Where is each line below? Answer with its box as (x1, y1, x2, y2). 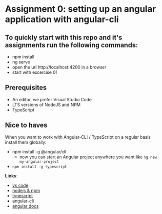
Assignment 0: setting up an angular (5, 3, 156, 15)
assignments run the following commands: (5, 41, 138, 49)
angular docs (12, 203, 39, 209)
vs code (12, 182, 29, 188)
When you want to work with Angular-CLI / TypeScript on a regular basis (5, 134, 151, 140)
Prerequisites (5, 84, 47, 92)
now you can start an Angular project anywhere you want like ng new (19, 154, 157, 160)
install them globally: (5, 139, 47, 145)
